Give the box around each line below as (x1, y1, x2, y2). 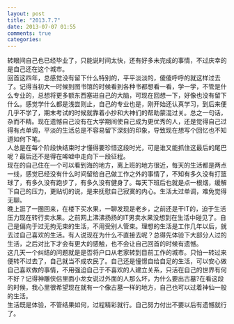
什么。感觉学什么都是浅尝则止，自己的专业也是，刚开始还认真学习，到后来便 (7, 100, 227, 108)
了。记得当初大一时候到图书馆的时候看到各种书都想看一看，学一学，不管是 (7, 82, 221, 91)
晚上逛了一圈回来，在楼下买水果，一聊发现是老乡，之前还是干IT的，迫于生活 (7, 205, 226, 213)
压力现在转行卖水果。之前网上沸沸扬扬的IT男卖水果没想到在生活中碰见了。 (7, 214, 221, 222)
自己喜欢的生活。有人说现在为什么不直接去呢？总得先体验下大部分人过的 (19, 231, 227, 240)
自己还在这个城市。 (13, 65, 68, 73)
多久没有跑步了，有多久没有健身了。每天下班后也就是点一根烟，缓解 (31, 179, 227, 187)
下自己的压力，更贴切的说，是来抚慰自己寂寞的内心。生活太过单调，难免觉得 (7, 187, 227, 196)
